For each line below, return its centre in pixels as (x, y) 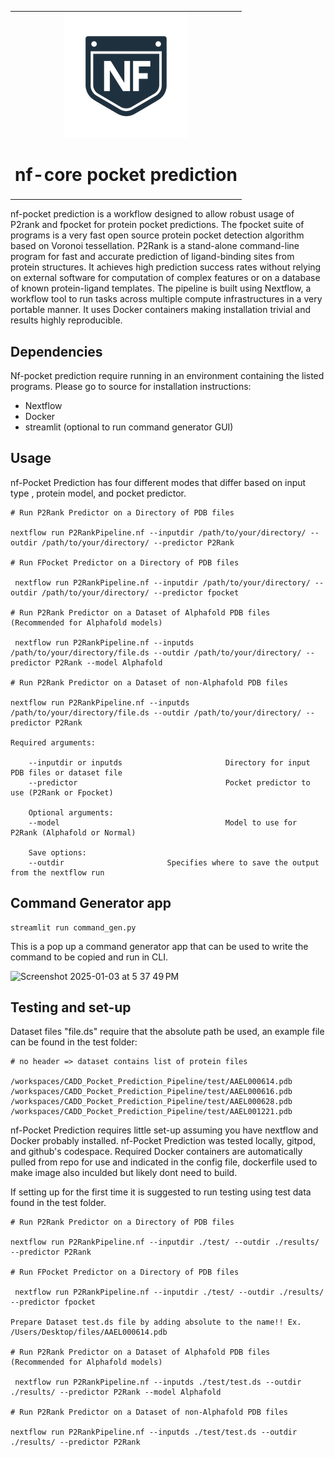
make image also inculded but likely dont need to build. (124, 1173)
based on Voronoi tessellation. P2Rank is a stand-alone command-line (155, 246)
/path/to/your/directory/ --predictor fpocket (140, 592)
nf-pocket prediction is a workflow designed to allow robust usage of (152, 214)
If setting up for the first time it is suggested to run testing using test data (161, 1192)
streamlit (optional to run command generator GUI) (129, 427)
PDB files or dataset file (66, 772)
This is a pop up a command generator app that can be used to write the (159, 946)
